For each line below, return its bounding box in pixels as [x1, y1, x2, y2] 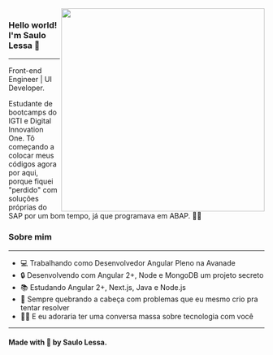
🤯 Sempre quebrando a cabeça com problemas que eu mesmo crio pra [19, 294, 258, 304]
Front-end [8, 66, 42, 76]
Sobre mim [8, 232, 53, 243]
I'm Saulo [8, 29, 46, 41]
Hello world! [8, 19, 58, 31]
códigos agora [8, 159, 57, 169]
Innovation [8, 125, 44, 135]
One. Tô [8, 133, 35, 143]
